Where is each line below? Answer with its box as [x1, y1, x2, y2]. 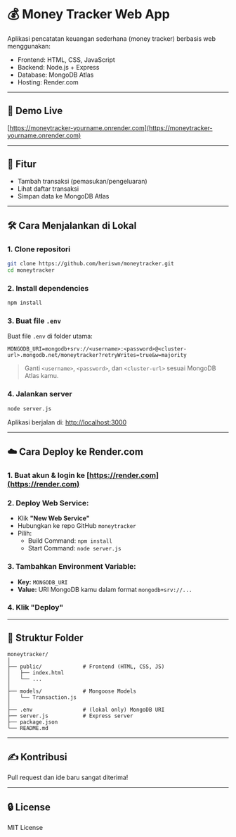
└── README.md [7, 724, 49, 731]
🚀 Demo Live [7, 105, 63, 117]
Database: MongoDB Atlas [17, 70, 94, 79]
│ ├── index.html [7, 669, 65, 676]
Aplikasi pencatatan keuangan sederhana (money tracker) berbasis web [7, 34, 216, 43]
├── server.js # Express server [7, 712, 133, 719]
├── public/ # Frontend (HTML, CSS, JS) [7, 663, 165, 670]
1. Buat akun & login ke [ [7, 470, 90, 480]
